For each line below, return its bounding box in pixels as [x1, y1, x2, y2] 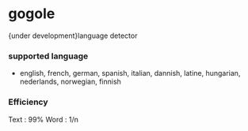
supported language [8, 51, 89, 62]
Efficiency [8, 96, 49, 107]
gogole [8, 5, 55, 23]
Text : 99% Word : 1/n [8, 114, 79, 124]
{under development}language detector [8, 31, 138, 40]
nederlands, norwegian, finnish [19, 77, 121, 87]
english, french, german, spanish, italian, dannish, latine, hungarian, [19, 69, 241, 78]
